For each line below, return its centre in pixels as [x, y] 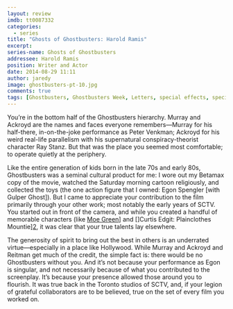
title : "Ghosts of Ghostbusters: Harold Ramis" [77, 40]
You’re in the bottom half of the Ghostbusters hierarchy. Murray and [104, 117]
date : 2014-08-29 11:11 [42, 72]
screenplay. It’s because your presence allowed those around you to [105, 277]
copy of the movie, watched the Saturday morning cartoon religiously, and [113, 182]
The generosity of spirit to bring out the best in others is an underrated [108, 240]
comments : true [29, 91]
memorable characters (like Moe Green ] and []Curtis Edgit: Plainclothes [109, 219]
